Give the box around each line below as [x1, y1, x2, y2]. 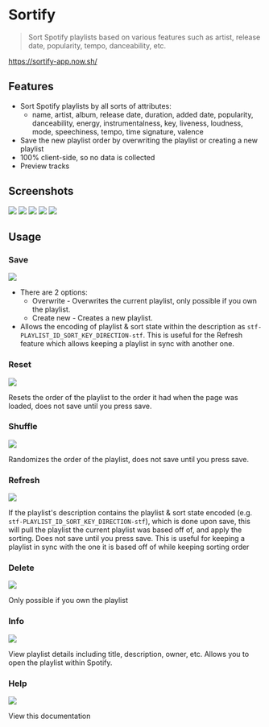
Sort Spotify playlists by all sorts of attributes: [19, 101, 172, 110]
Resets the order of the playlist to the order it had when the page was [8, 392, 239, 402]
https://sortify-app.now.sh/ [8, 56, 98, 66]
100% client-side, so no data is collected [19, 152, 155, 162]
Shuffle [8, 421, 38, 432]
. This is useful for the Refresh [143, 330, 243, 340]
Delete [8, 562, 35, 573]
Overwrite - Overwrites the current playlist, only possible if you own [31, 296, 258, 306]
